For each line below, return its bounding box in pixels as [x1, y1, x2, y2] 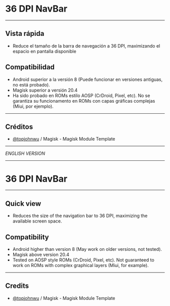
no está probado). [12, 81, 50, 88]
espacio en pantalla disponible [12, 48, 77, 54]
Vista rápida [5, 29, 45, 38]
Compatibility [5, 233, 49, 241]
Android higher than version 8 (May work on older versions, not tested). [12, 246, 162, 252]
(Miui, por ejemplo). [12, 103, 54, 109]
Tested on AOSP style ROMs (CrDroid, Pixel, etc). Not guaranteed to [12, 256, 154, 263]
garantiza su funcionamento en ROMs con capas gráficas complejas [12, 98, 155, 104]
